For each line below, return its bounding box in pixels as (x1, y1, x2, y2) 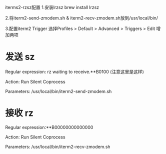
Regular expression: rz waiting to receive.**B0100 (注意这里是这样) (5, 68, 144, 74)
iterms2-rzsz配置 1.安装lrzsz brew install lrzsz (5, 4, 99, 10)
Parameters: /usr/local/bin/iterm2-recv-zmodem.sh (5, 143, 111, 149)
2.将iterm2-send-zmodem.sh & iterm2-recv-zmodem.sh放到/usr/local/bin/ (5, 15, 158, 21)
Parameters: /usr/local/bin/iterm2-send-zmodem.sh (5, 88, 112, 94)
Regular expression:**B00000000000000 (5, 124, 93, 130)
